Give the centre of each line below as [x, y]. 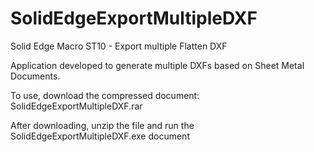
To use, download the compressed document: [105, 95]
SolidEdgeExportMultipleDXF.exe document [100, 136]
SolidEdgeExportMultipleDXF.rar [76, 106]
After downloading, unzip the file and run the [102, 125]
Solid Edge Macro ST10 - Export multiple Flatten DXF [119, 46]
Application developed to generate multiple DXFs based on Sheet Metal [157, 65]
